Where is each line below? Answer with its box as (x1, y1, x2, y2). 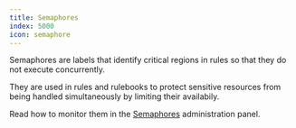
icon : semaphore (9, 30, 71, 39)
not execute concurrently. (9, 64, 106, 75)
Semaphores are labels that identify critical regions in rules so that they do (9, 55, 287, 66)
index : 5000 (9, 22, 54, 31)
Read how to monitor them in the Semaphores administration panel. (9, 109, 261, 120)
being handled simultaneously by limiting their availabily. (9, 91, 220, 102)
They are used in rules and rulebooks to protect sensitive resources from (9, 82, 282, 93)
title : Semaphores (9, 13, 79, 23)
